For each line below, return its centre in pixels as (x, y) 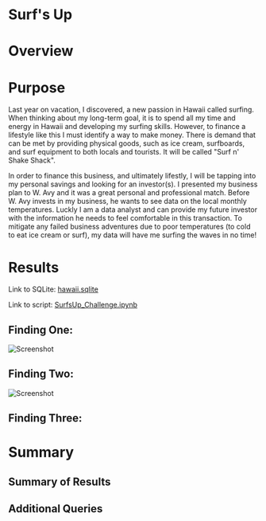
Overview (41, 51)
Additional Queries (56, 509)
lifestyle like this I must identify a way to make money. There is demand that (132, 135)
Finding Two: (41, 374)
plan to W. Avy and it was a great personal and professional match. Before (129, 193)
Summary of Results (60, 482)
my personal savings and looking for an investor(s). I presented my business (133, 184)
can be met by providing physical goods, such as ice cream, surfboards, (126, 143)
